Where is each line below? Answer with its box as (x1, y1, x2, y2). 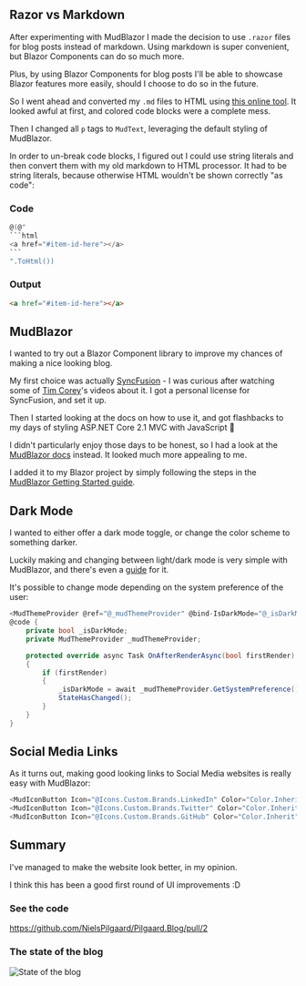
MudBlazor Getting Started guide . (9, 477, 136, 488)
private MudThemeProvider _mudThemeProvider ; (25, 635, 202, 644)
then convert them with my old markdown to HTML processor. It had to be (9, 159, 287, 171)
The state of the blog (9, 946, 104, 959)
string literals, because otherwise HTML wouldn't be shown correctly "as (9, 169, 284, 180)
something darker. (9, 537, 78, 548)
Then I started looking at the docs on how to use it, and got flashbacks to (9, 412, 284, 423)
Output (9, 278, 42, 290)
